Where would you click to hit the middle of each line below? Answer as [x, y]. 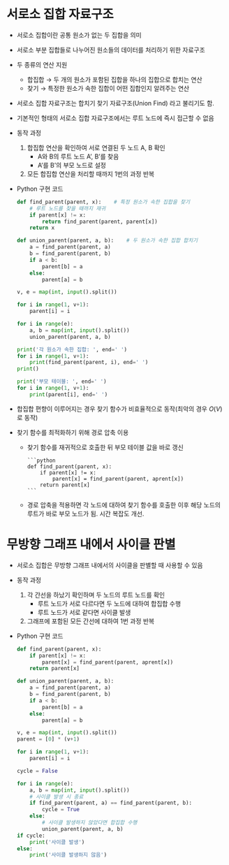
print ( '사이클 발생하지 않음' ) [68, 855]
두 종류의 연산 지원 [42, 64]
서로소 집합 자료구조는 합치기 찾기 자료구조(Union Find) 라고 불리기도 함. [115, 103]
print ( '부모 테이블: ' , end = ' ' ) [61, 381]
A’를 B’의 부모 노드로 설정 [72, 165]
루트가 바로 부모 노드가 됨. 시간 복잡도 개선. [86, 514]
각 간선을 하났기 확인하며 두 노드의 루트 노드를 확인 [96, 595]
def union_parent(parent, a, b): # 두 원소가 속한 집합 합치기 [107, 241]
